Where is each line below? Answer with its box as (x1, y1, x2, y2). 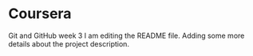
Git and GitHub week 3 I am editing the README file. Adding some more (8, 31, 245, 40)
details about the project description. (8, 39, 130, 48)
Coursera (8, 5, 72, 23)
